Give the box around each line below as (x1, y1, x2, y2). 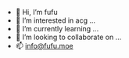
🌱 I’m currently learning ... (15, 24, 99, 33)
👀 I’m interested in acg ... (15, 16, 96, 25)
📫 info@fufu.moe (15, 42, 73, 50)
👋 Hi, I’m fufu (15, 8, 58, 16)
